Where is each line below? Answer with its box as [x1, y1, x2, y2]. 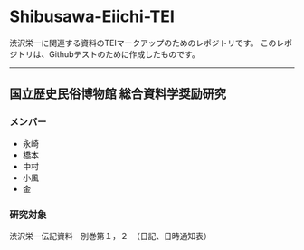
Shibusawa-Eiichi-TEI [9, 6, 175, 27]
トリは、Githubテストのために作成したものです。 [16, 48, 201, 60]
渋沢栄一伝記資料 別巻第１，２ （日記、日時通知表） [9, 230, 212, 241]
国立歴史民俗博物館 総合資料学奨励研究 [9, 86, 226, 101]
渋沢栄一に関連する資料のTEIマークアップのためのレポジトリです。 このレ [9, 37, 285, 48]
